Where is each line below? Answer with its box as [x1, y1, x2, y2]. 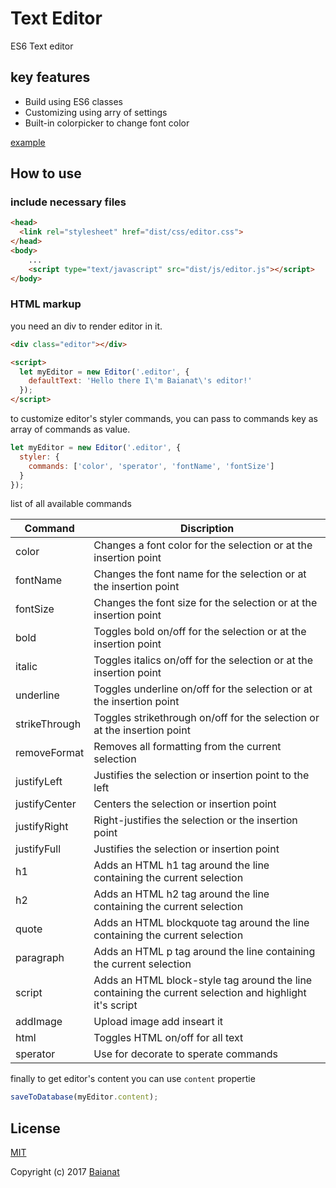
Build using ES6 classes [24, 95, 123, 107]
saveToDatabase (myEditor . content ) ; [10, 1092, 159, 1102]
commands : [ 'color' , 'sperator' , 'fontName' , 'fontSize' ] [28, 461, 275, 471]
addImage [15, 1015, 63, 1029]
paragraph [15, 951, 65, 965]
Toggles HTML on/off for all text [93, 1031, 244, 1045]
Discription [180, 522, 235, 536]
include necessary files [10, 195, 127, 209]
